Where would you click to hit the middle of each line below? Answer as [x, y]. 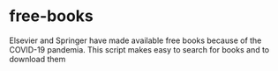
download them [38, 59]
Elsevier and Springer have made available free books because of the [135, 40]
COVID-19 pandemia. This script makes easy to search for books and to [139, 49]
